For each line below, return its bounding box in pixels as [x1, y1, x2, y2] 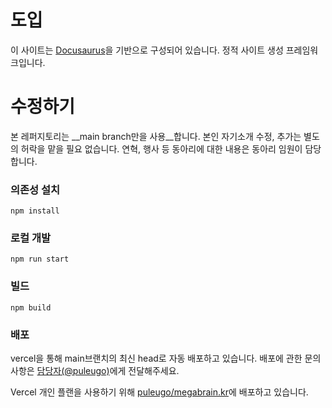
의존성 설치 [10, 182, 61, 196]
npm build [10, 302, 52, 313]
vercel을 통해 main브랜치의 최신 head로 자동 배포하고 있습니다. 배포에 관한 [10, 352, 303, 365]
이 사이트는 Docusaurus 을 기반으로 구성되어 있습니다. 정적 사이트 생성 [10, 44, 284, 56]
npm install [10, 206, 60, 216]
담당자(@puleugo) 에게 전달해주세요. [36, 365, 180, 377]
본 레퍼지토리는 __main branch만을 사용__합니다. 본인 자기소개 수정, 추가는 [10, 130, 302, 142]
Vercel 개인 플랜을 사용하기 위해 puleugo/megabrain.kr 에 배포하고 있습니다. [10, 386, 309, 398]
